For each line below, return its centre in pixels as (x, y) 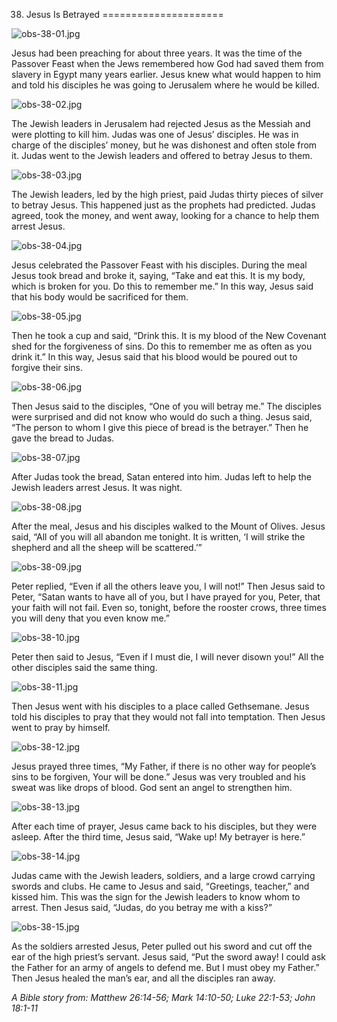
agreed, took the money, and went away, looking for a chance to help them (165, 215)
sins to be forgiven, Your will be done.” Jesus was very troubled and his (158, 777)
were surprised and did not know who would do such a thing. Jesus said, (162, 417)
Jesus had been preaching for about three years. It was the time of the (157, 53)
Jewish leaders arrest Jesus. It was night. (97, 487)
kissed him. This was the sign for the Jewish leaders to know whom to (156, 897)
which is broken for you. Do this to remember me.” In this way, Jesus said (162, 286)
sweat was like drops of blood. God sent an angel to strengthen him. (152, 787)
